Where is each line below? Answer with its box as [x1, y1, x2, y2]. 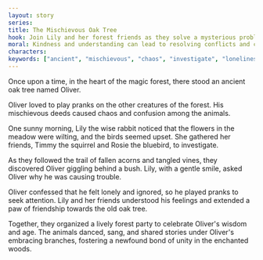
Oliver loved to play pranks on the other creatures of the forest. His [8, 99, 225, 110]
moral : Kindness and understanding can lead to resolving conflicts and [8, 41, 250, 49]
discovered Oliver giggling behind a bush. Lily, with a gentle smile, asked [8, 164, 243, 173]
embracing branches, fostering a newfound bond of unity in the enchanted [8, 236, 249, 245]
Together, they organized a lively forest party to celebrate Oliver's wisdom [8, 218, 247, 228]
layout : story [8, 11, 55, 20]
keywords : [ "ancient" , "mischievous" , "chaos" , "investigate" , [8, 56, 219, 63]
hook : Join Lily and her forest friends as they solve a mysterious [8, 33, 236, 42]
